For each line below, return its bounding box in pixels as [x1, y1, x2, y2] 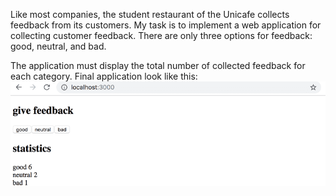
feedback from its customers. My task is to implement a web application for [10, 19, 322, 31]
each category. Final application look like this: [10, 70, 198, 82]
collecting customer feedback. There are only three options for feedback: [10, 30, 313, 41]
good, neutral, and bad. [10, 40, 107, 52]
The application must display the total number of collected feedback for [10, 60, 306, 71]
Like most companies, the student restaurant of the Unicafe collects [10, 9, 290, 20]
